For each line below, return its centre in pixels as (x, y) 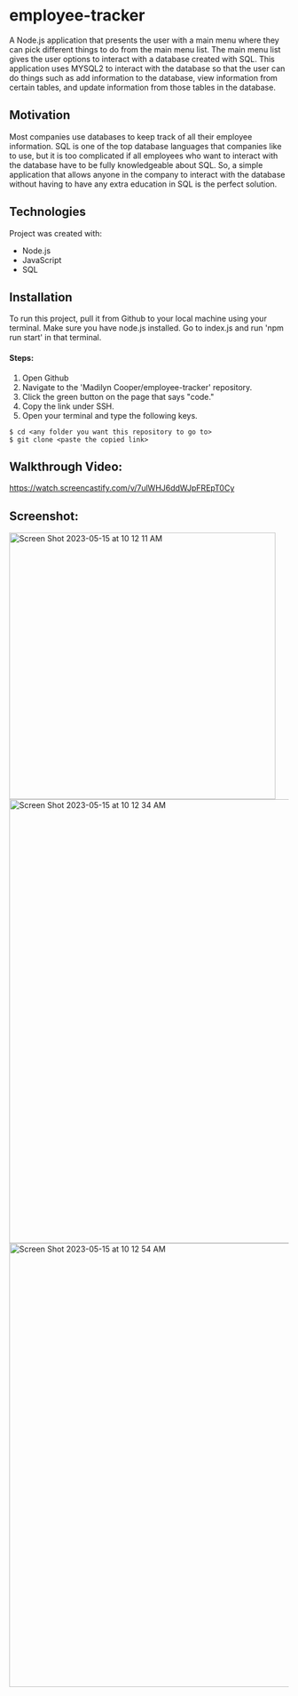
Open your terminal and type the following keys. (110, 415)
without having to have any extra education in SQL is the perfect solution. (143, 184)
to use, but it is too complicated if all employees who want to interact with (144, 156)
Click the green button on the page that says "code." (118, 396)
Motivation (40, 115)
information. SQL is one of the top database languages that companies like (145, 146)
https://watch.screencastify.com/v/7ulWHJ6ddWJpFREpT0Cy (122, 488)
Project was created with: (56, 233)
